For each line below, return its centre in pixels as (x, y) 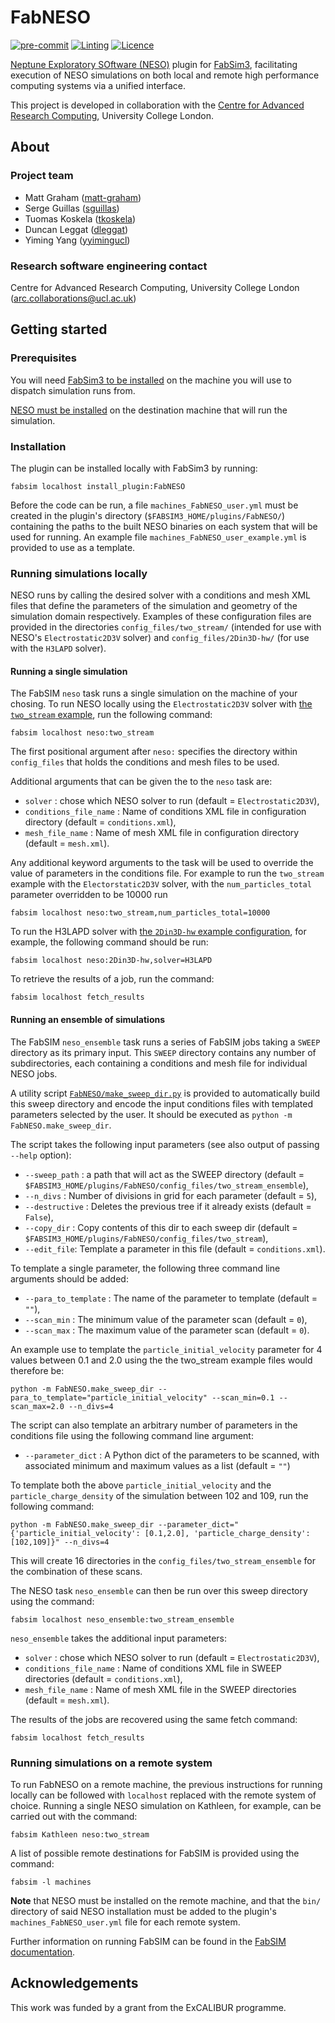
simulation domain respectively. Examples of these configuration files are (161, 617)
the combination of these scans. (76, 1571)
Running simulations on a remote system (111, 1763)
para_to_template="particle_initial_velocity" (109, 1397)
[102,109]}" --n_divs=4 (60, 1542)
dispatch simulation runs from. (73, 390)
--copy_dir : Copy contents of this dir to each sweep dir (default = (161, 1227)
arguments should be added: (69, 1278)
